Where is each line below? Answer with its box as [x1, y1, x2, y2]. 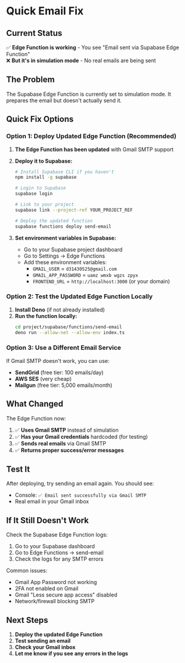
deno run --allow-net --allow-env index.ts [14, 329, 125, 335]
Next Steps [6, 615, 48, 625]
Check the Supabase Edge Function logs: [6, 531, 108, 539]
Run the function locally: [14, 312, 78, 319]
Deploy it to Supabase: [14, 157, 73, 164]
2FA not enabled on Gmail [14, 585, 79, 592]
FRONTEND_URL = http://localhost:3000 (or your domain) [32, 277, 170, 285]
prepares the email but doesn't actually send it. [6, 97, 122, 104]
